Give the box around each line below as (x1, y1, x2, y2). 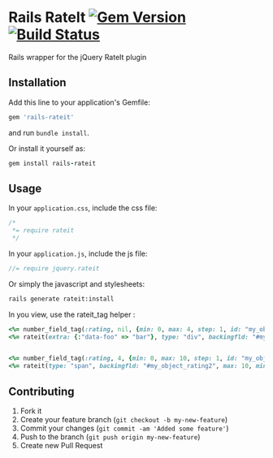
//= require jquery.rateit (8, 264, 100, 272)
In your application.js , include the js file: (8, 248, 148, 258)
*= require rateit (11, 227, 75, 235)
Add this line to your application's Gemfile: (8, 97, 150, 107)
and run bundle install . (8, 127, 89, 137)
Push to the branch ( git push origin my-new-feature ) (19, 432, 201, 442)
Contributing (8, 384, 75, 398)
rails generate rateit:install (8, 295, 115, 303)
